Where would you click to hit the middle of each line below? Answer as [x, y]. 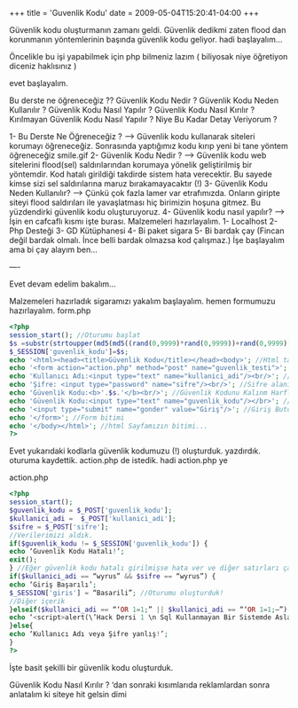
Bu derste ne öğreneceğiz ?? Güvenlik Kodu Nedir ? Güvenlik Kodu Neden [144, 100]
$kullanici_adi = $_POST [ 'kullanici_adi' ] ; [93, 518]
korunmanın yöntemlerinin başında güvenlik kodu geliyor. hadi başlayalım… [146, 39]
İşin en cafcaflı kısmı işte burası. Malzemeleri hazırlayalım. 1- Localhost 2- [143, 221]
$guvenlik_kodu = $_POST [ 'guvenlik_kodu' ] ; [91, 510]
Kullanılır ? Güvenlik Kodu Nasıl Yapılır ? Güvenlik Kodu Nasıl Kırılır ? [132, 110]
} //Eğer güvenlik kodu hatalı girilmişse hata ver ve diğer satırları [144, 568]
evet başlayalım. [39, 83]
